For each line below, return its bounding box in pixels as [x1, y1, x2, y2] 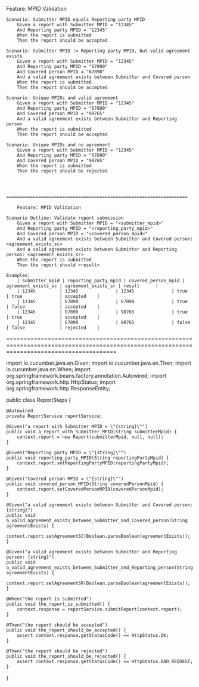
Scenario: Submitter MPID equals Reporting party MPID [6, 17, 145, 23]
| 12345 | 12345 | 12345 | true [17, 288, 188, 294]
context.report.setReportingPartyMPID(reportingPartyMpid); [17, 460, 169, 466]
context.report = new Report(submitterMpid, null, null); [17, 434, 164, 440]
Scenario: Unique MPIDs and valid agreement [6, 95, 119, 101]
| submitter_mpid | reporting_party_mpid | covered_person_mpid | [17, 278, 185, 284]
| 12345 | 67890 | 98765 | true [17, 309, 188, 315]
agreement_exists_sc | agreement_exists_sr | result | [6, 283, 159, 289]
